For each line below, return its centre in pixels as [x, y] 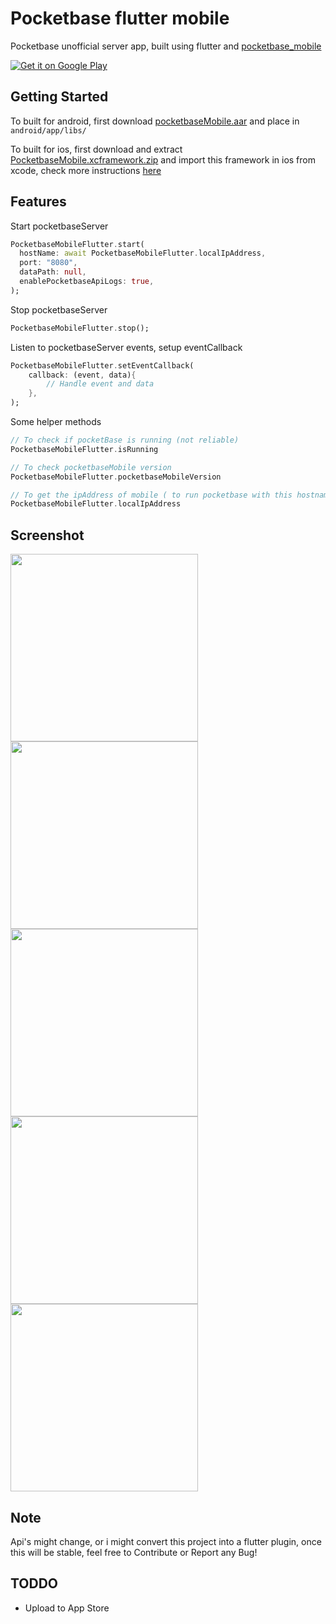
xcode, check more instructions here [86, 170]
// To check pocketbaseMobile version [91, 467]
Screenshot [47, 535]
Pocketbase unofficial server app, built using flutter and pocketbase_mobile [166, 46]
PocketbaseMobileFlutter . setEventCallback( [102, 365]
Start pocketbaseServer [59, 226]
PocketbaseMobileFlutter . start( [77, 244]
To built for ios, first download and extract [96, 149]
